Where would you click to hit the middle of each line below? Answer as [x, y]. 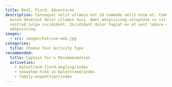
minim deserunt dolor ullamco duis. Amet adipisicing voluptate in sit [88, 19]
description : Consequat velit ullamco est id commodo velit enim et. [81, 15]
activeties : [23, 62]
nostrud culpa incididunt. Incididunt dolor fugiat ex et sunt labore [87, 24]
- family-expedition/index [43, 77]
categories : [18, 43]
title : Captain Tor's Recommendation [50, 58]
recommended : [19, 53]
